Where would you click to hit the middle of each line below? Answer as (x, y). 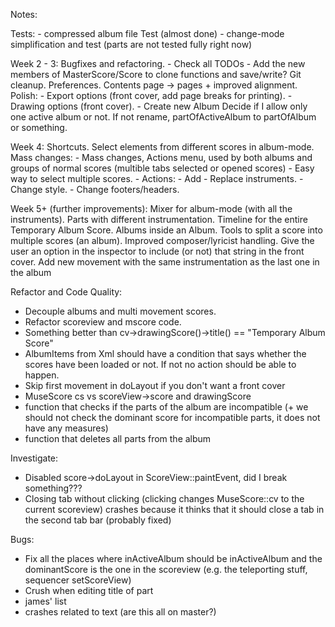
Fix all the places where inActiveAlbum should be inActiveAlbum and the (173, 558)
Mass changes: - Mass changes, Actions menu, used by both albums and (161, 157)
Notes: (24, 14)
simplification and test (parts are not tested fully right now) (131, 44)
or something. (39, 127)
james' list (45, 601)
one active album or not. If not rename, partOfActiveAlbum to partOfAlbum (163, 117)
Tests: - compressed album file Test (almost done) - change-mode (147, 33)
